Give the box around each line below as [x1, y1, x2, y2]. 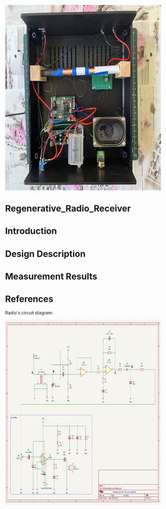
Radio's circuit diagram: [5, 309, 53, 316]
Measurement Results [5, 271, 97, 282]
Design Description [5, 248, 86, 259]
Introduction [5, 225, 57, 237]
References [5, 293, 53, 304]
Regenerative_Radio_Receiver [5, 203, 131, 214]
